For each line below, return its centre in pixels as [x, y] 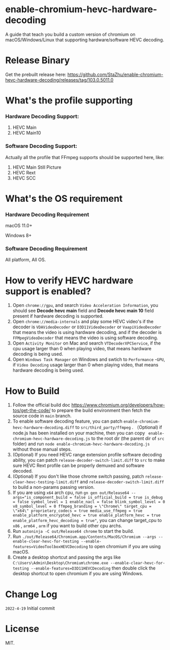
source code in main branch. [42, 416]
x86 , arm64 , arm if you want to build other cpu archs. [67, 526]
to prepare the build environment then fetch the [101, 410]
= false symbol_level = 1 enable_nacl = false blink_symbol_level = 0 [89, 502]
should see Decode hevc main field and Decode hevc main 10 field [83, 311]
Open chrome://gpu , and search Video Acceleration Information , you [85, 305]
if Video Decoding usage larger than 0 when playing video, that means [86, 365]
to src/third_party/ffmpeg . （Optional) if [119, 427]
